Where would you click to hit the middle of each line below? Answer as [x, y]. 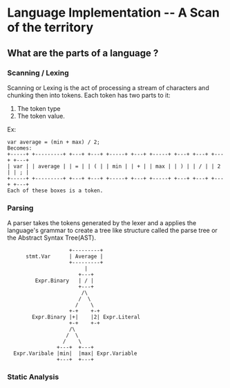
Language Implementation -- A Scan [113, 13]
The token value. [41, 116]
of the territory [50, 27]
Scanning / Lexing [38, 73]
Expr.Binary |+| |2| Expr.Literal [86, 317]
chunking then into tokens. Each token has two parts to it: [89, 95]
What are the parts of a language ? [83, 53]
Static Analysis [33, 377]
